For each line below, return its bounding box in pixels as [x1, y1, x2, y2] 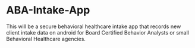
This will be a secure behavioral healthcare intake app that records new [6, 23, 181, 30]
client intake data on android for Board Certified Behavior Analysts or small [6, 29, 189, 36]
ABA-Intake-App [6, 4, 90, 17]
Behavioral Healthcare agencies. [6, 35, 86, 42]
